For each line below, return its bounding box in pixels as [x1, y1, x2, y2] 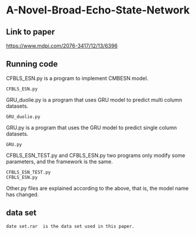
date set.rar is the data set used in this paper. [6, 223, 135, 229]
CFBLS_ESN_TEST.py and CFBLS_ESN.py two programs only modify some [6, 151, 185, 158]
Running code [6, 59, 59, 69]
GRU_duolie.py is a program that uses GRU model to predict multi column [6, 96, 183, 103]
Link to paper [6, 27, 56, 37]
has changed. [6, 191, 39, 198]
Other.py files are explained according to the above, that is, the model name [6, 185, 189, 192]
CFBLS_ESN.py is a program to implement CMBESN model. [6, 74, 149, 82]
